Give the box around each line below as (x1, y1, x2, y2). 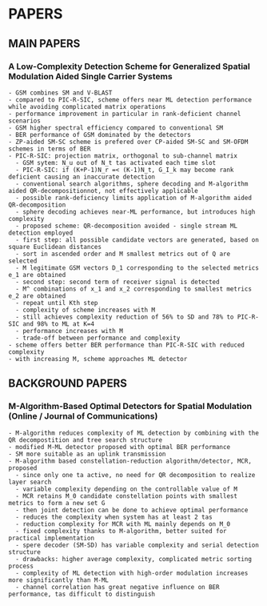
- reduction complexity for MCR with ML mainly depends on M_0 (15, 520, 230, 528)
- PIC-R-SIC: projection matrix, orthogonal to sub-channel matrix (8, 151, 238, 160)
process (8, 562, 34, 570)
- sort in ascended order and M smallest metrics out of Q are (15, 250, 230, 258)
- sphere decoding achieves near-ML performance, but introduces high (15, 207, 256, 216)
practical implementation (8, 534, 94, 542)
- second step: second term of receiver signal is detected (15, 278, 220, 286)
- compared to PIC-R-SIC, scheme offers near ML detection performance (8, 95, 252, 104)
